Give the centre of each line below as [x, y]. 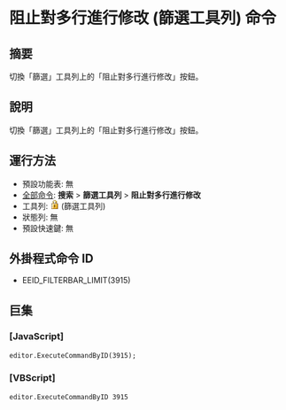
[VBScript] [32, 378]
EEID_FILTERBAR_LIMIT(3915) [76, 281]
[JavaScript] [37, 336]
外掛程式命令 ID [52, 259]
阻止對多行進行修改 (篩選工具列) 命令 [143, 18]
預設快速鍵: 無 [47, 228]
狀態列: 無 [40, 217]
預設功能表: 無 [47, 183]
